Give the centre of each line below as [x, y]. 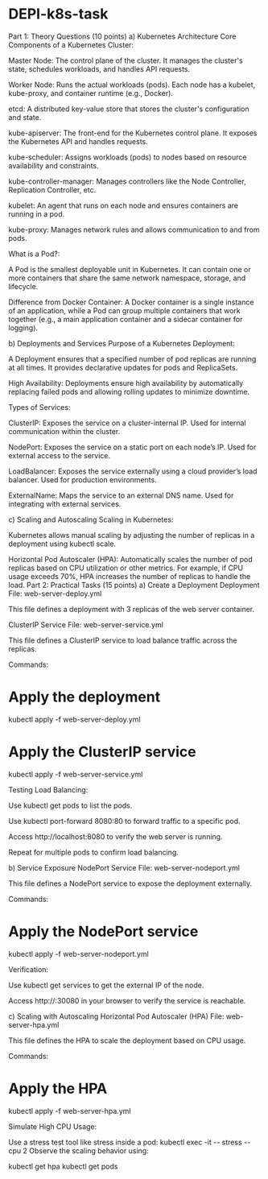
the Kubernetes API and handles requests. [78, 141]
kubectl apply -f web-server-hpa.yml [70, 1111]
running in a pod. [37, 213]
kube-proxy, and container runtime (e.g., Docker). [91, 93]
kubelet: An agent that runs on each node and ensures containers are [124, 205]
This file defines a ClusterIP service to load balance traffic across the [123, 640]
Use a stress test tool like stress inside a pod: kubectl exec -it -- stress [126, 1142]
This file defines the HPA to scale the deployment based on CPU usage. [127, 1040]
